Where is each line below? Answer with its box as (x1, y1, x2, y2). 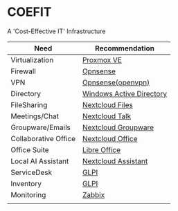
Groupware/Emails (10, 122, 71, 132)
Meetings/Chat (10, 111, 60, 121)
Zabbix (82, 190, 105, 199)
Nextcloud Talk (82, 111, 132, 121)
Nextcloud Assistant (82, 156, 148, 166)
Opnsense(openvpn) (82, 77, 150, 87)
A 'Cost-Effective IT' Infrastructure (7, 27, 106, 35)
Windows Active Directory (82, 89, 168, 98)
